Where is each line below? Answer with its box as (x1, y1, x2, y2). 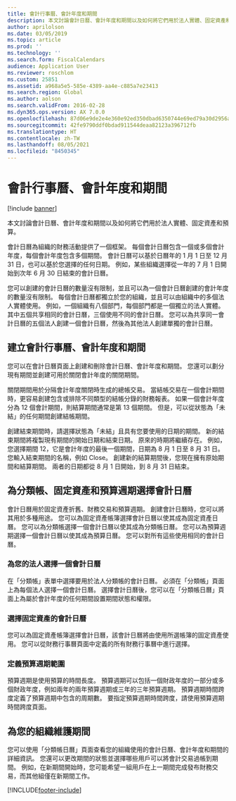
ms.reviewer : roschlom (7, 69, 74, 76)
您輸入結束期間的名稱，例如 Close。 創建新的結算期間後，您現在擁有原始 (7, 453, 218, 461)
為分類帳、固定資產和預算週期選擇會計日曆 (7, 485, 192, 497)
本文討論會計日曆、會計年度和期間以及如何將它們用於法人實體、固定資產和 (7, 218, 223, 227)
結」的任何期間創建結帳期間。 (7, 411, 93, 420)
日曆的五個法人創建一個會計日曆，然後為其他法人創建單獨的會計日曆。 (13, 318, 216, 328)
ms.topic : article (7, 37, 61, 44)
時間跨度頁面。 (7, 702, 51, 712)
